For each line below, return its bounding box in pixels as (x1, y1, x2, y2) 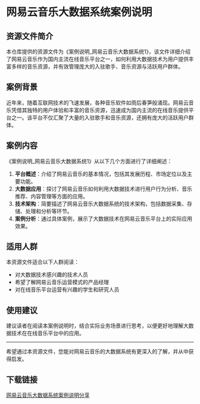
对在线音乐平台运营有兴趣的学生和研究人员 (14, 286, 120, 293)
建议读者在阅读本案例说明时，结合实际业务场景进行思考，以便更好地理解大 (6, 322, 189, 329)
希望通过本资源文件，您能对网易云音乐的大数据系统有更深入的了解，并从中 (6, 348, 189, 355)
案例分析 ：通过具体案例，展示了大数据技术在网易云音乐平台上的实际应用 (14, 215, 192, 222)
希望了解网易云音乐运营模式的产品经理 (14, 279, 109, 286)
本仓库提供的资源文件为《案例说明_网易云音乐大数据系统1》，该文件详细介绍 (6, 48, 191, 55)
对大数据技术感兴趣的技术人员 (14, 271, 88, 278)
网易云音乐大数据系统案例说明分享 (6, 391, 90, 399)
